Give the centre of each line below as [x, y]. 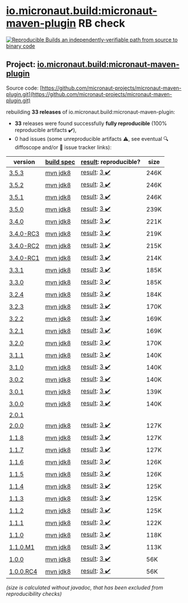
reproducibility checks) [34, 594]
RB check [102, 23]
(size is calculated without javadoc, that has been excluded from [85, 587]
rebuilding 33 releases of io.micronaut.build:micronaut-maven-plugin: [90, 112]
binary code [21, 46]
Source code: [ [24, 88]
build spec [60, 162]
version [24, 162]
